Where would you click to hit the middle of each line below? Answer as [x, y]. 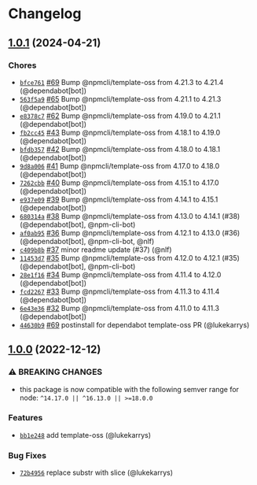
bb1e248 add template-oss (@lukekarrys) [85, 435]
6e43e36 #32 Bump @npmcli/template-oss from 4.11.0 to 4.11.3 [119, 308]
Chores [22, 65]
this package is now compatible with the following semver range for [129, 389]
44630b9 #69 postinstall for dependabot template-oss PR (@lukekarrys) [134, 324]
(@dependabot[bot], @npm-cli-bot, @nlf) [87, 241]
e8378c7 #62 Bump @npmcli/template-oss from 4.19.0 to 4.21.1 [120, 116]
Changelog [45, 14]
